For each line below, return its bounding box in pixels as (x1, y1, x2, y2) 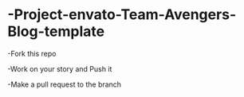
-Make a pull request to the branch (7, 80, 121, 89)
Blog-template (7, 22, 105, 41)
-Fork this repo (7, 48, 57, 58)
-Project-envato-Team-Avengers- (7, 6, 237, 24)
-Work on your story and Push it (7, 64, 112, 73)
